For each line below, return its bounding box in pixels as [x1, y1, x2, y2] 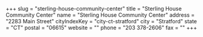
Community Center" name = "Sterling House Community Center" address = [5, 11, 195, 18]
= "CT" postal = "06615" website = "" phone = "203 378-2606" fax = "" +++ [5, 24, 198, 31]
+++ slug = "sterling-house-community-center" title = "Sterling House [5, 5, 182, 12]
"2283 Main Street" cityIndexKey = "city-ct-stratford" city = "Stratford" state [5, 18, 198, 24]
